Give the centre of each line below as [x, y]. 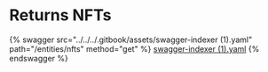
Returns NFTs [60, 15]
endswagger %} [39, 58]
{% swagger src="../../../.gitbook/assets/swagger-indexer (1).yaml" [131, 40]
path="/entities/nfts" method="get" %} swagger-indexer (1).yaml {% [134, 48]
